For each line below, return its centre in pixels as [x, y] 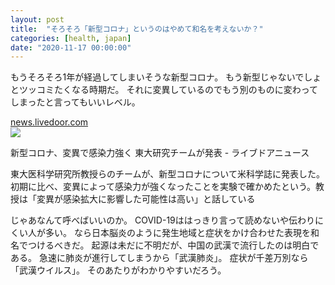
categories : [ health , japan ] [71, 38]
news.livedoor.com [49, 122]
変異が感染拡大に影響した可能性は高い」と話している [146, 199]
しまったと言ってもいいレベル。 [75, 102]
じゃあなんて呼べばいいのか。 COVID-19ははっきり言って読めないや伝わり [163, 220]
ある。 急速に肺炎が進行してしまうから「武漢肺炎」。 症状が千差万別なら [159, 258]
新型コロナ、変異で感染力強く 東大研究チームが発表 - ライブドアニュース [160, 153]
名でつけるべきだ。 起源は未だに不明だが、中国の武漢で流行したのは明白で [165, 245]
